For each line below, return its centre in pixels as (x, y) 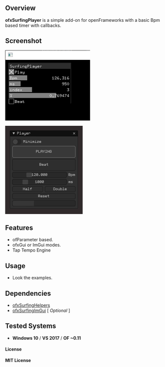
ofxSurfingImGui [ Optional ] (41, 311)
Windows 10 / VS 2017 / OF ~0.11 (47, 338)
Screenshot (24, 41)
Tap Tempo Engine (31, 250)
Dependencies (28, 293)
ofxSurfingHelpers (31, 305)
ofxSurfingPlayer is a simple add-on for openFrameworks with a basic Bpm (82, 20)
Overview (21, 8)
